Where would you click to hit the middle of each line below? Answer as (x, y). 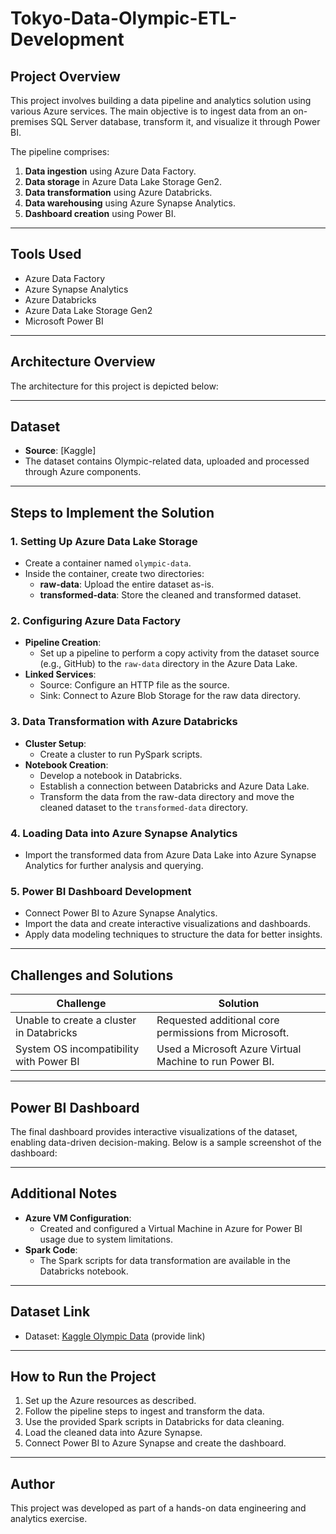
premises (29, 121)
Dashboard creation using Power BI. (100, 213)
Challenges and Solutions (92, 975)
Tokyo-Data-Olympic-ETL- (124, 18)
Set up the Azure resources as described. (110, 1401)
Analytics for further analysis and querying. (114, 866)
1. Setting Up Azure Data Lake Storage (104, 541)
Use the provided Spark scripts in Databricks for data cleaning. (154, 1422)
